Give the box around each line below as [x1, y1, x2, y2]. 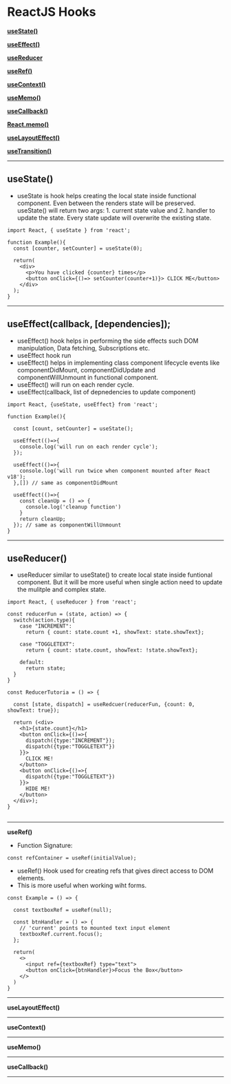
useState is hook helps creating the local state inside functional [16, 191, 197, 200]
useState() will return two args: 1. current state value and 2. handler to [16, 206, 215, 214]
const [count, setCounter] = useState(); [13, 425, 134, 432]
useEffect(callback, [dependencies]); [7, 318, 171, 330]
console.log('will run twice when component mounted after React [19, 467, 211, 474]
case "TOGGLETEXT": [19, 641, 76, 648]
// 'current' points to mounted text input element [19, 925, 170, 932]
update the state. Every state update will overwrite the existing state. [16, 213, 212, 222]
